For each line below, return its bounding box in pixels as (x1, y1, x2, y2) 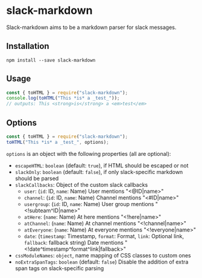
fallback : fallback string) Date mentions (24, 239, 124, 246)
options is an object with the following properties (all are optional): (6, 150, 171, 157)
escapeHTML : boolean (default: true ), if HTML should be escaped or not (14, 161, 189, 169)
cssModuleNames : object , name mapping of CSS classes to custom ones (14, 251, 191, 259)
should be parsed (14, 175, 59, 182)
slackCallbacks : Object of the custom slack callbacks (14, 181, 148, 188)
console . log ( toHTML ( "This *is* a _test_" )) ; (6, 95, 120, 102)
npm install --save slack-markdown (6, 57, 96, 63)
